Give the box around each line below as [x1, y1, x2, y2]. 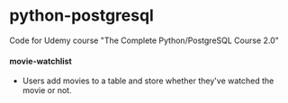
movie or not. [22, 85, 72, 96]
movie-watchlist [9, 56, 72, 66]
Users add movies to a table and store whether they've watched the [22, 75, 274, 86]
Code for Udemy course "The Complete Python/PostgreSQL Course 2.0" [9, 35, 279, 46]
